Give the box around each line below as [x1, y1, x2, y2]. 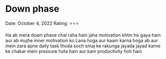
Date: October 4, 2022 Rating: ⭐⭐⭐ [5, 20, 79, 26]
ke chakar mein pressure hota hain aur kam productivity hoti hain [5, 48, 142, 54]
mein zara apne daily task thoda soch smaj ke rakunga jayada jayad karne [5, 43, 161, 49]
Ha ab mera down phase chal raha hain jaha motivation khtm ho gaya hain [5, 32, 161, 38]
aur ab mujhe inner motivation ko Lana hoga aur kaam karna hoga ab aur [5, 37, 158, 43]
